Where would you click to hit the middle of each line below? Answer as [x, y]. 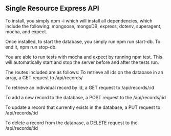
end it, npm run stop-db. [31, 47]
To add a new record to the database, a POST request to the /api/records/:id [86, 97]
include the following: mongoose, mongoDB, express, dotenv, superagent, [83, 26]
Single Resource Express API [52, 8]
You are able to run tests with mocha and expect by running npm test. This [84, 57]
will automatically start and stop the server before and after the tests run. [82, 62]
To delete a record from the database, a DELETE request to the [71, 123]
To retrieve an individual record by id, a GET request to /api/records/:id [80, 87]
